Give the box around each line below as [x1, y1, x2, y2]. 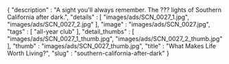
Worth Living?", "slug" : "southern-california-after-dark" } [7, 49, 169, 57]
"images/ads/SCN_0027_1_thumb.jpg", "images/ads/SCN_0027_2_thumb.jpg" [7, 35, 223, 43]
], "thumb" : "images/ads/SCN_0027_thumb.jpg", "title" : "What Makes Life [7, 42, 217, 50]
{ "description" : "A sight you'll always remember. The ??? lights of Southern [7, 6, 221, 14]
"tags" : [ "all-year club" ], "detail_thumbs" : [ [7, 27, 135, 35]
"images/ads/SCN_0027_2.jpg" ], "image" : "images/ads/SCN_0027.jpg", [7, 20, 210, 28]
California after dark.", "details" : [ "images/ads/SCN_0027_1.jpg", [7, 13, 190, 21]
